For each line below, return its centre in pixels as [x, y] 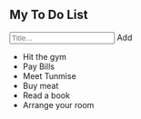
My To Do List [49, 15]
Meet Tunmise [50, 75]
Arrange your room [58, 104]
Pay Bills [38, 66]
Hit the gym [44, 56]
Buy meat [40, 85]
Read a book [46, 95]
